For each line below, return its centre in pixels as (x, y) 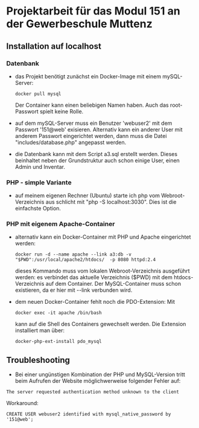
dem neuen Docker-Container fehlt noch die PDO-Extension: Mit (95, 302)
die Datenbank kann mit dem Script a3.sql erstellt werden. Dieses (96, 154)
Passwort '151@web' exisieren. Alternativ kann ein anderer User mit (99, 129)
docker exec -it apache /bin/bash (58, 313)
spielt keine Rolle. (62, 111)
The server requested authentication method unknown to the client (93, 392)
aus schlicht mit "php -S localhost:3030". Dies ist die (111, 202)
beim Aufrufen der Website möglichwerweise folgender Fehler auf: (98, 381)
